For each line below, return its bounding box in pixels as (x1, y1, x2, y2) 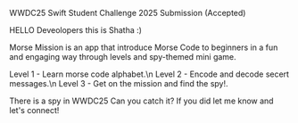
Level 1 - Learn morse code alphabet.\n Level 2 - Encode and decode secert (9, 69, 290, 79)
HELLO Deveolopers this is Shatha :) (9, 25, 143, 35)
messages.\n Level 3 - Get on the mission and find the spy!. (9, 78, 229, 88)
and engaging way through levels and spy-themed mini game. (9, 52, 236, 61)
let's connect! (9, 105, 60, 115)
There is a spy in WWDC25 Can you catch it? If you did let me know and (9, 95, 274, 106)
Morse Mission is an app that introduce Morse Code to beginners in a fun (9, 42, 278, 53)
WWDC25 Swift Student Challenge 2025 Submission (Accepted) (9, 8, 246, 18)
